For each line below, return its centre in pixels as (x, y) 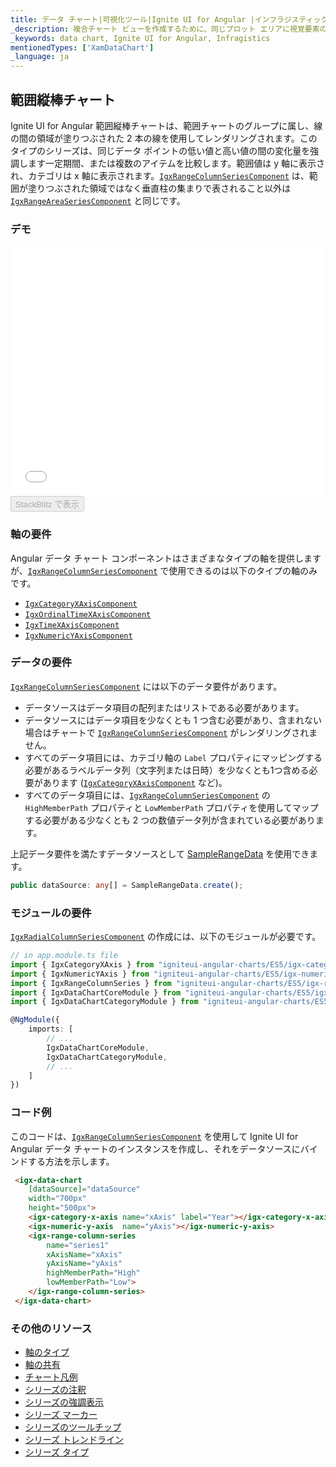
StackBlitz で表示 (47, 504)
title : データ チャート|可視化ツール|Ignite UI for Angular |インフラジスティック (169, 19)
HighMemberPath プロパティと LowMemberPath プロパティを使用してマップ (171, 807)
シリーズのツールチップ (73, 1427)
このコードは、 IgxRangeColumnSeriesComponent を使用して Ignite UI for (154, 1136)
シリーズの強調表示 (64, 1402)
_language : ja (40, 57)
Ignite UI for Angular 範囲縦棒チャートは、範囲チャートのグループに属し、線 (166, 125)
